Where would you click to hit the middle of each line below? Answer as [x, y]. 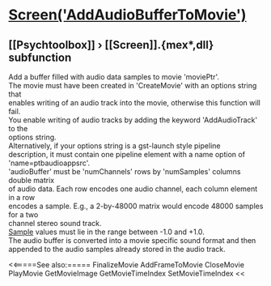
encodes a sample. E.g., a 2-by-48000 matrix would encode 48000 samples [136, 206]
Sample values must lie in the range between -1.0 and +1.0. [106, 232]
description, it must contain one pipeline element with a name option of [127, 154]
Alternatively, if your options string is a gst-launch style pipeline [114, 146]
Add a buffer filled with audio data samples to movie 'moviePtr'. [114, 77]
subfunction [40, 57]
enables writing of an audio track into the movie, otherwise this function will [134, 102]
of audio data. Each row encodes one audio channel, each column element [133, 189]
